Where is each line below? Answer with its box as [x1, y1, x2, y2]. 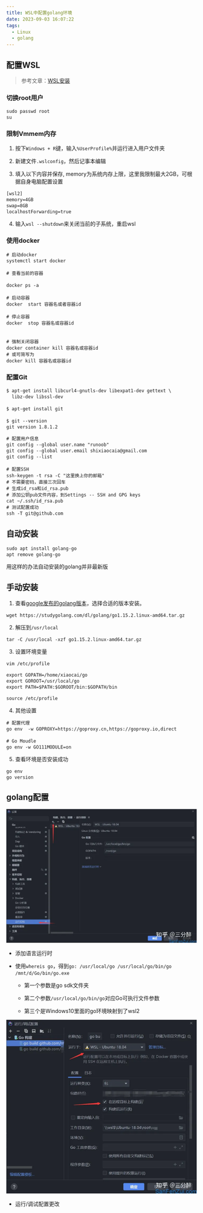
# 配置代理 [6, 719, 30, 726]
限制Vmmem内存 [6, 130, 57, 138]
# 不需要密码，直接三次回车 [6, 479, 66, 486]
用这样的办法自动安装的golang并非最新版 [6, 562, 109, 570]
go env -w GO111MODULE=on [6, 744, 71, 750]
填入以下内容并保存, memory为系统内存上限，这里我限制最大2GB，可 [14, 170, 187, 178]
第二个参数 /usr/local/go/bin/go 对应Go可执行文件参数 [24, 994, 160, 1002]
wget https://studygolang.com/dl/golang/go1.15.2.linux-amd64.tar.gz [6, 612, 185, 619]
